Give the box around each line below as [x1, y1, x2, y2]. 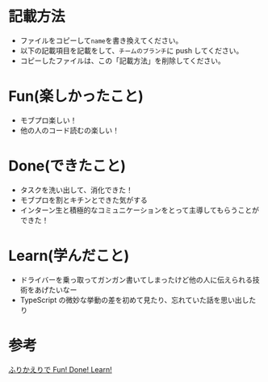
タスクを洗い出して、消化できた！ [19, 185, 133, 195]
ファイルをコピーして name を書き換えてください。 [19, 36, 183, 45]
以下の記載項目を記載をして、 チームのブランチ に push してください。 [19, 45, 244, 55]
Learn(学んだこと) [8, 247, 130, 265]
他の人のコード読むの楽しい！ [19, 125, 119, 135]
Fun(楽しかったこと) [8, 87, 144, 106]
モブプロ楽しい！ [19, 115, 77, 125]
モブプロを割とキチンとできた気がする [19, 195, 148, 204]
